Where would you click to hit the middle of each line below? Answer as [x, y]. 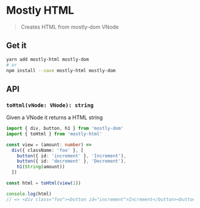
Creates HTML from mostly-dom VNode [70, 27]
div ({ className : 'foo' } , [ [48, 150]
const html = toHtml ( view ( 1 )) [44, 183]
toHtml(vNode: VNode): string [50, 105]
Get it [16, 46]
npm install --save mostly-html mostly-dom [61, 70]
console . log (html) [29, 194]
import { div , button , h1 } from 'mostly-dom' [65, 129]
